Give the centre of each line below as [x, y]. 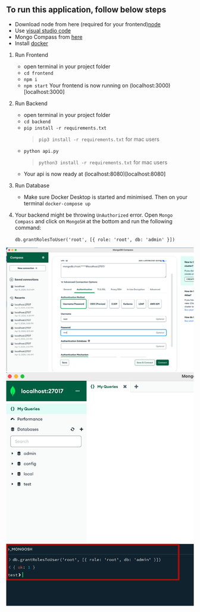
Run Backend [31, 103]
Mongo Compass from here [49, 37]
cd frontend [38, 73]
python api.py [41, 151]
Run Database [32, 185]
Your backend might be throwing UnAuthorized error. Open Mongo [94, 215]
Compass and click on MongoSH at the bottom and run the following [93, 221]
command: [28, 227]
